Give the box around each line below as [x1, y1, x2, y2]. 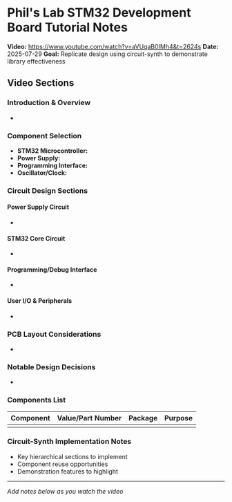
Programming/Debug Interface [7, 265, 97, 274]
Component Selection [7, 131, 82, 140]
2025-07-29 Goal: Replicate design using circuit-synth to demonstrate [7, 50, 209, 58]
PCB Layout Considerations [7, 329, 101, 339]
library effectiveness [7, 57, 66, 65]
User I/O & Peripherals [7, 297, 72, 305]
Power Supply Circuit [7, 203, 70, 212]
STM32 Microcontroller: [17, 147, 88, 155]
